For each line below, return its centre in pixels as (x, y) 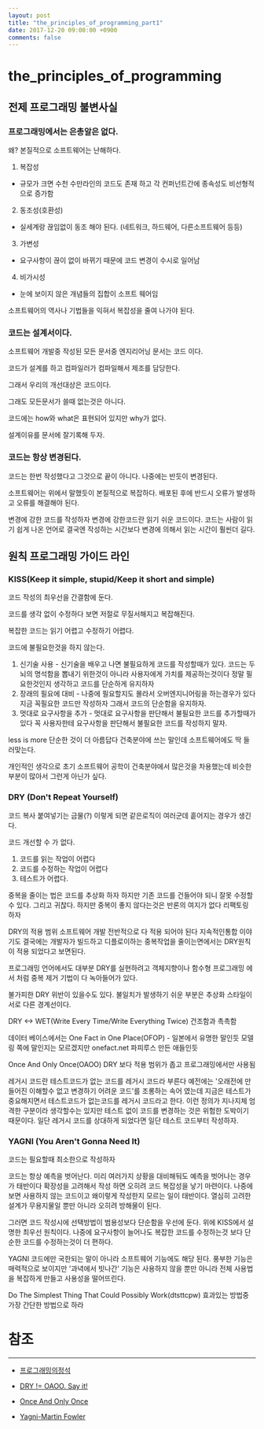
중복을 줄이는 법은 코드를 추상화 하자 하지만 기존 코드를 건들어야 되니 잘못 (120, 895)
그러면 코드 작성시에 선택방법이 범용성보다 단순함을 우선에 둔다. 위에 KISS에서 (127, 1222)
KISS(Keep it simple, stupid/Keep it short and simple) (111, 579)
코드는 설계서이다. (40, 333)
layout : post (29, 15)
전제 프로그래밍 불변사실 (63, 107)
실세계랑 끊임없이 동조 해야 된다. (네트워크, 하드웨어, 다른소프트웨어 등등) (131, 227)
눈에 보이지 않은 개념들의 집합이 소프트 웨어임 (89, 294)
